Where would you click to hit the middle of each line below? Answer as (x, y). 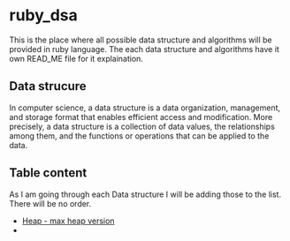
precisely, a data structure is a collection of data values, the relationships (142, 126)
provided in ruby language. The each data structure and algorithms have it (145, 49)
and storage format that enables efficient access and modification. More (141, 117)
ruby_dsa (43, 15)
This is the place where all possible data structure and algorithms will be (141, 40)
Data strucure (48, 86)
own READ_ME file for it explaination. (76, 58)
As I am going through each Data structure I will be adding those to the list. (145, 194)
